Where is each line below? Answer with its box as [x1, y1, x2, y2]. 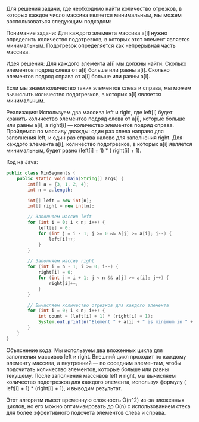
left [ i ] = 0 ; [38, 225, 70, 231]
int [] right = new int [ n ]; [27, 203, 95, 209]
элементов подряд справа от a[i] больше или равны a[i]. [6, 73, 150, 80]
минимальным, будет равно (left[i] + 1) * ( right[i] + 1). [6, 147, 142, 154]
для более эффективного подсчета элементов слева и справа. [6, 409, 166, 416]
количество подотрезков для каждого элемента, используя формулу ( [6, 378, 186, 385]
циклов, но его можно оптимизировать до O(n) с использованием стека [6, 402, 191, 409]
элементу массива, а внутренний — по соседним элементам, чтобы [6, 359, 182, 366]
